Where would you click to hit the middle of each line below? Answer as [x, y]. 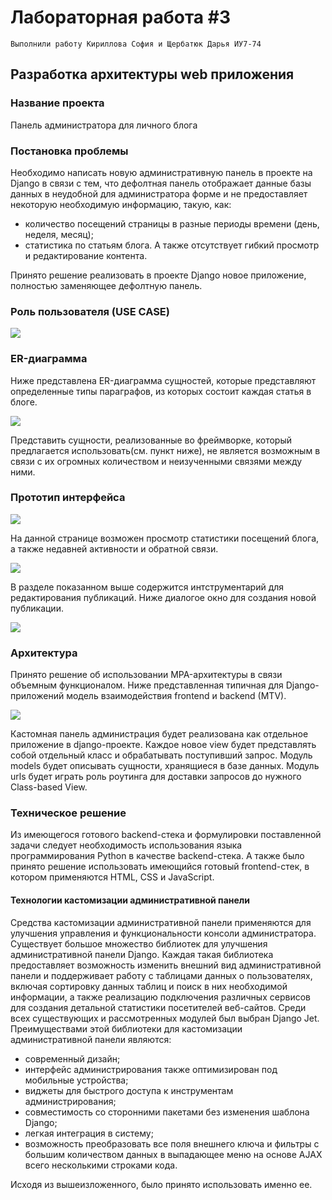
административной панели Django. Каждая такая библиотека [142, 954]
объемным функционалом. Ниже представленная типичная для [147, 685]
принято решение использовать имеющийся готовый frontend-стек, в [160, 867]
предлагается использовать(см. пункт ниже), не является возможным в [165, 450]
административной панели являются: [91, 1039]
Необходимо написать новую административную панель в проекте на [161, 172]
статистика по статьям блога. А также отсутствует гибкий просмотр [172, 245]
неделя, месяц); [59, 234]
